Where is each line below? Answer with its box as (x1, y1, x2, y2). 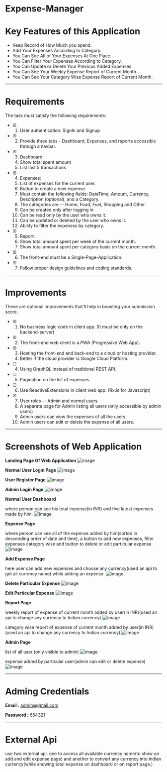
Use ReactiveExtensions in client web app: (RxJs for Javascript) (19, 387, 151, 393)
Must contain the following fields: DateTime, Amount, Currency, (19, 191, 150, 197)
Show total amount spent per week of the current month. (19, 238, 136, 244)
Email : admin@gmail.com (5, 702, 59, 708)
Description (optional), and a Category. (19, 196, 99, 202)
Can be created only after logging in (19, 207, 93, 213)
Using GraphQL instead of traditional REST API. (19, 366, 117, 372)
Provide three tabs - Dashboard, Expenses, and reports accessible (19, 138, 157, 144)
